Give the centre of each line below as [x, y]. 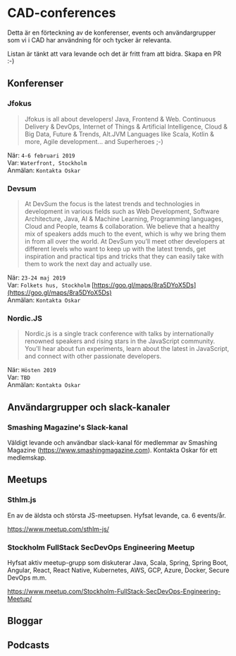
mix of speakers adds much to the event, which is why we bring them [125, 234]
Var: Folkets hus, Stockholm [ [51, 285]
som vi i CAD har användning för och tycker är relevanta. [89, 40]
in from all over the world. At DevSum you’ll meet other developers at [125, 241]
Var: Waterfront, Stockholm [47, 162]
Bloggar [25, 621]
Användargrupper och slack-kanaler [89, 407]
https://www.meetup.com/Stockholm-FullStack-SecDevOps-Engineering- [114, 591]
